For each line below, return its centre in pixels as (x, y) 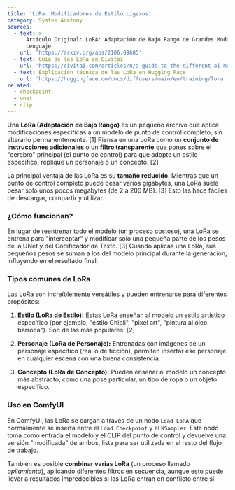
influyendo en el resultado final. (53, 261)
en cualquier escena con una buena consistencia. (89, 358)
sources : (20, 27)
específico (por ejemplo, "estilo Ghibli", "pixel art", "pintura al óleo (112, 323)
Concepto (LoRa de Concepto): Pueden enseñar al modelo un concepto (121, 372)
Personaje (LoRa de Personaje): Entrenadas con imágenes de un (111, 344)
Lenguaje (38, 46)
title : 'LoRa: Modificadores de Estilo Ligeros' (79, 14)
